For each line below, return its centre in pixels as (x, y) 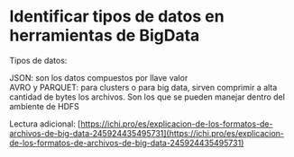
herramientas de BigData (105, 35)
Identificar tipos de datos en (117, 17)
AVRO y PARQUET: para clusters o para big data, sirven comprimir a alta (143, 87)
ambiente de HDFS (44, 106)
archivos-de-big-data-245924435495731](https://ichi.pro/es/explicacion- (147, 133)
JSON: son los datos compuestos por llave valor (99, 77)
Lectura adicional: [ (45, 124)
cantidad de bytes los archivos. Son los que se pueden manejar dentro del (147, 97)
